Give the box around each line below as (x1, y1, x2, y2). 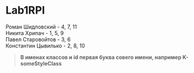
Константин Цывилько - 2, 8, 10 (5, 42, 86, 49)
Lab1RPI (5, 4, 45, 17)
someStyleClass (20, 60, 62, 67)
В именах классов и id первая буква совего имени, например (20, 53, 182, 61)
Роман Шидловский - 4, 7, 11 (5, 23, 77, 30)
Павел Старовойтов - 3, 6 (5, 36, 71, 43)
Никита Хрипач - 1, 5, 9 (5, 29, 64, 36)
